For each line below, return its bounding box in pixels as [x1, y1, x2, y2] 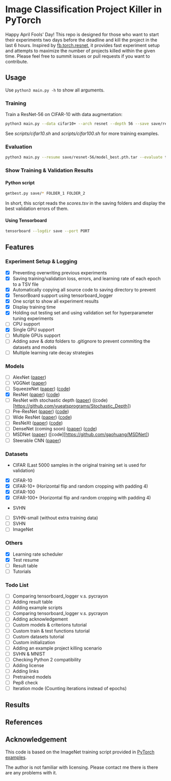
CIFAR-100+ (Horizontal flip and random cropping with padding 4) [12, 495, 151, 501]
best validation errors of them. [5, 205, 69, 212]
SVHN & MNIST [12, 651, 46, 657]
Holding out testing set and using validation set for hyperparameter [12, 310, 154, 316]
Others [5, 539, 23, 546]
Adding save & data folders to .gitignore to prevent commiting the [12, 338, 151, 344]
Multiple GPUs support [12, 332, 61, 338]
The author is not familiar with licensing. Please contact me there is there [5, 764, 158, 770]
